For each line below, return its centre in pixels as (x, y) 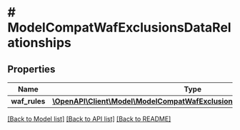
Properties (31, 69)
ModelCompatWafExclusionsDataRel (119, 27)
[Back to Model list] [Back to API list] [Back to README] (89, 119)
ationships (39, 43)
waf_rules (28, 101)
